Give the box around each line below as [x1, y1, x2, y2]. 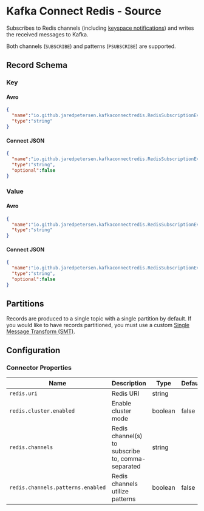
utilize [111, 487, 129, 496]
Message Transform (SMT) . [6, 328, 75, 335]
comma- [120, 455, 146, 463]
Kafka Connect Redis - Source [6, 4, 162, 18]
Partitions [6, 299, 44, 309]
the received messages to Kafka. [6, 30, 89, 38]
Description [111, 379, 147, 388]
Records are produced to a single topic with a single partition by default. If [6, 314, 192, 322]
